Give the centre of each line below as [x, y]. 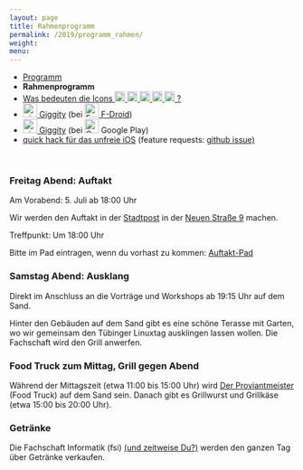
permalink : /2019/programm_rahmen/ [76, 34]
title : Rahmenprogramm [52, 26]
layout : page [34, 18]
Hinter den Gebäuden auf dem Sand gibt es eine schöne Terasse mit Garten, [151, 323]
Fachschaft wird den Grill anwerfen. [76, 342]
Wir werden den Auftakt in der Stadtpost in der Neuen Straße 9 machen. [144, 218]
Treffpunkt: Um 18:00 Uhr [57, 235]
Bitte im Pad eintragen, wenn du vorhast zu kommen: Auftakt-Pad [131, 253]
